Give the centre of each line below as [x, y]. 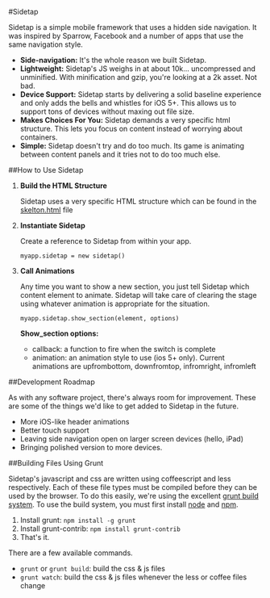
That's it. [35, 537]
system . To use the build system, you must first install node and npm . [123, 504]
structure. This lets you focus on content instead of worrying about [131, 129]
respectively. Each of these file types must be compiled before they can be [133, 487]
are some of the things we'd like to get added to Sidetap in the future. [124, 406]
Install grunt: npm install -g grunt [78, 520]
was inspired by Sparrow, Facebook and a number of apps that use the [126, 36]
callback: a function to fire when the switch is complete [124, 349]
